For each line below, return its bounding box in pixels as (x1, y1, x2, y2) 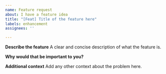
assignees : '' (5, 26, 35, 31)
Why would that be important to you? (5, 53, 84, 60)
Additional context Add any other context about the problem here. (5, 63, 142, 69)
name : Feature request (5, 7, 52, 12)
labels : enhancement (5, 21, 48, 26)
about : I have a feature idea (5, 12, 68, 17)
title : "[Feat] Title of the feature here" (5, 16, 97, 21)
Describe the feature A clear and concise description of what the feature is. (5, 44, 162, 50)
